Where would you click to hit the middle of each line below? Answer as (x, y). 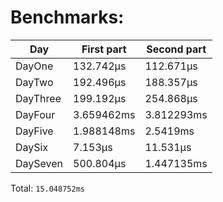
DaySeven (39, 163)
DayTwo (34, 82)
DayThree (38, 98)
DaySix (32, 147)
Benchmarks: (67, 17)
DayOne (34, 66)
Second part (176, 49)
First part (104, 49)
